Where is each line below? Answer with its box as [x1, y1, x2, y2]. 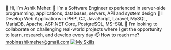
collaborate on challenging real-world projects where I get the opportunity [5, 26, 162, 32]
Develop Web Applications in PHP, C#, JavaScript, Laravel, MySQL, [5, 16, 147, 21]
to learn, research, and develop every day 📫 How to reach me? [5, 32, 140, 38]
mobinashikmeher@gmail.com [5, 39, 70, 45]
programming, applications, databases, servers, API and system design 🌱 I [5, 10, 163, 16]
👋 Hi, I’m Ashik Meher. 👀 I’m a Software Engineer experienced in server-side [5, 5, 166, 11]
